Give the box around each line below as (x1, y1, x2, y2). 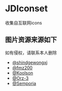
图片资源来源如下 (5, 35, 57, 44)
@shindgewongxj (12, 60, 48, 65)
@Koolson (12, 70, 33, 76)
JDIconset (5, 3, 48, 14)
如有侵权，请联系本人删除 (5, 50, 57, 56)
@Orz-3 (12, 75, 29, 81)
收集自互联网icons (5, 20, 42, 26)
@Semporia (12, 80, 36, 86)
